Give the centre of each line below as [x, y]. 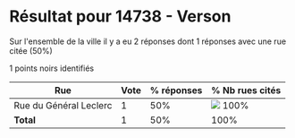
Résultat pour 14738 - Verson [120, 17]
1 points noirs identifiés [52, 68]
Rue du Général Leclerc [63, 105]
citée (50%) [31, 50]
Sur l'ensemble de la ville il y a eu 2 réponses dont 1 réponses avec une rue [148, 41]
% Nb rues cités [246, 90]
